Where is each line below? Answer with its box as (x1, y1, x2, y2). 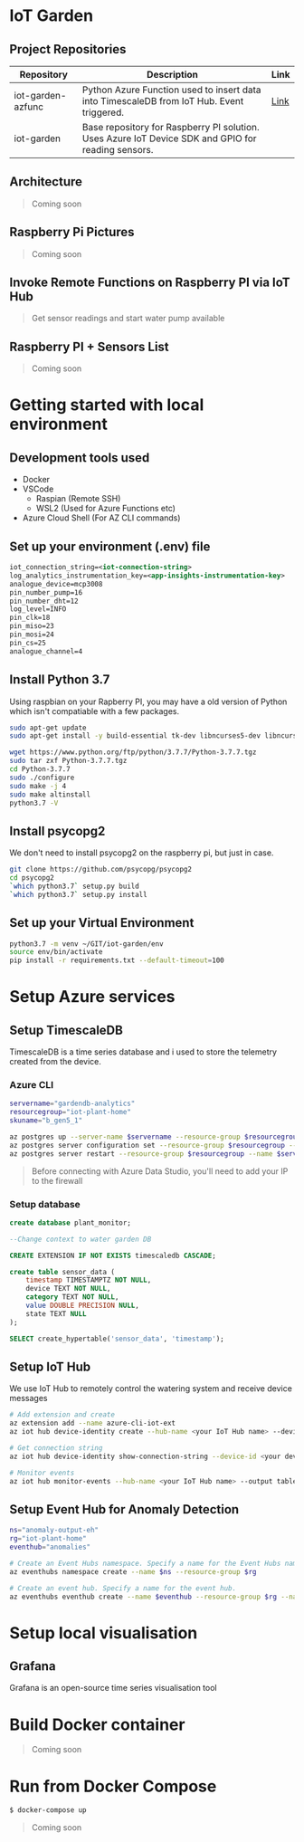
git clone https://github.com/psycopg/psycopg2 (9, 865, 193, 874)
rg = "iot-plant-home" (9, 1534, 88, 1543)
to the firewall (31, 1175, 83, 1186)
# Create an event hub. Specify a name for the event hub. (9, 1583, 237, 1593)
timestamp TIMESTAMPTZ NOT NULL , (25, 1275, 152, 1285)
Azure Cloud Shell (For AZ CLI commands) (22, 512, 181, 523)
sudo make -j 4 (9, 781, 67, 790)
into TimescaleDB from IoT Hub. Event (81, 95, 244, 107)
